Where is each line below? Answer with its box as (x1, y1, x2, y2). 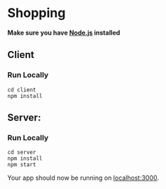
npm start (7, 161, 37, 168)
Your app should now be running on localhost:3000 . (7, 173, 160, 182)
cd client (7, 86, 37, 93)
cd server (7, 149, 37, 156)
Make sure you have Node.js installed (7, 28, 121, 37)
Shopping (7, 5, 66, 21)
